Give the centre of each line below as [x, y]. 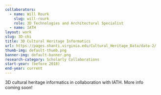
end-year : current [24, 69]
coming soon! [19, 87]
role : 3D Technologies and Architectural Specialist [69, 23]
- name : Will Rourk [29, 14]
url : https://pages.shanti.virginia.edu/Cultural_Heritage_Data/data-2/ [81, 46]
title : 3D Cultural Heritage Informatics [48, 41]
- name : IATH [23, 28]
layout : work [18, 32]
